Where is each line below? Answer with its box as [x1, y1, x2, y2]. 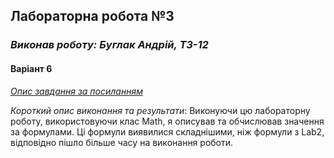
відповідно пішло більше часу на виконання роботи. [10, 136, 234, 148]
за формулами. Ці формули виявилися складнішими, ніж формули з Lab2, [10, 125, 325, 138]
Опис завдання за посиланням [10, 85, 143, 97]
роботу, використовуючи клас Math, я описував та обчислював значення [10, 115, 325, 127]
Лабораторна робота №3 [10, 8, 175, 25]
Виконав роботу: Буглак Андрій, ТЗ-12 [10, 38, 209, 52]
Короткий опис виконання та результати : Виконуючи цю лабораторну [10, 104, 311, 116]
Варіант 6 [10, 62, 53, 74]
